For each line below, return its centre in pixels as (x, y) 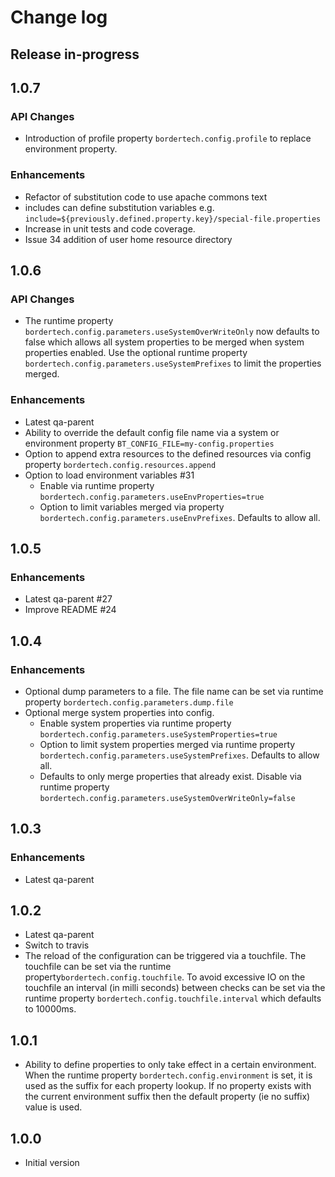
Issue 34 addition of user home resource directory (128, 239)
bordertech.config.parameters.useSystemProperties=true (158, 734)
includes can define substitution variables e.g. (119, 207)
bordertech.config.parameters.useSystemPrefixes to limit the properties (173, 363)
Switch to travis (57, 945)
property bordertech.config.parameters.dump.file (129, 702)
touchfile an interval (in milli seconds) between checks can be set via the (175, 988)
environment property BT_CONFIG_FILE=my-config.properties (149, 443)
